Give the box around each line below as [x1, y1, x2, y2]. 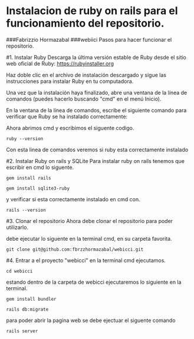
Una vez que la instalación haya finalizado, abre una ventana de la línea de [6, 89, 188, 96]
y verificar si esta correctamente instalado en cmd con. [6, 195, 140, 202]
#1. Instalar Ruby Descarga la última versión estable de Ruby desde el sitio [6, 54, 187, 61]
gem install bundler [6, 296, 57, 302]
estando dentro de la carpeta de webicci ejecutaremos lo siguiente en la [6, 278, 182, 285]
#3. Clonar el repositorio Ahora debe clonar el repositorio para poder [6, 217, 173, 224]
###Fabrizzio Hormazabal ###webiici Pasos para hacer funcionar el [6, 36, 172, 43]
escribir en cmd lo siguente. [6, 164, 74, 171]
